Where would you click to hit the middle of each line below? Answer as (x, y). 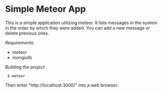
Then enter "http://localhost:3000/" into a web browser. (62, 85)
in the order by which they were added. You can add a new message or (78, 28)
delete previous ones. (27, 33)
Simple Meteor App (45, 9)
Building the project (25, 67)
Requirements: (20, 42)
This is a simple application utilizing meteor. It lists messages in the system (81, 23)
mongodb (22, 57)
